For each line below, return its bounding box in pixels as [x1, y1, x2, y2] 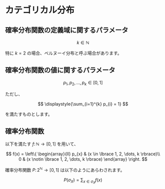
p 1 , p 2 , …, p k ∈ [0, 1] [63, 79, 103, 87]
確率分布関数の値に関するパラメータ [5, 66, 116, 74]
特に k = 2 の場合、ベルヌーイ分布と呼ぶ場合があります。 [5, 50, 122, 56]
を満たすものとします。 [5, 111, 53, 117]
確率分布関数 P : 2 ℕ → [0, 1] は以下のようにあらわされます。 [5, 166, 125, 173]
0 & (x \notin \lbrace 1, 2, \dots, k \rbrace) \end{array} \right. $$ [18, 156, 148, 162]
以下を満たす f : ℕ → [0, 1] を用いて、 [5, 141, 79, 147]
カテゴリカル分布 [5, 4, 75, 16]
